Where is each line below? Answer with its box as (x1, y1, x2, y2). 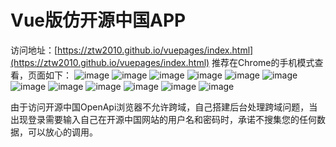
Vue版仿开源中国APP (10, 9, 187, 32)
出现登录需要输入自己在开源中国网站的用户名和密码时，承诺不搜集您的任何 (10, 113, 317, 125)
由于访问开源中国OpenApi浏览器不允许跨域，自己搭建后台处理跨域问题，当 (10, 101, 318, 113)
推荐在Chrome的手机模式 (211, 56, 315, 68)
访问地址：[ (10, 44, 58, 56)
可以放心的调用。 (27, 126, 98, 138)
